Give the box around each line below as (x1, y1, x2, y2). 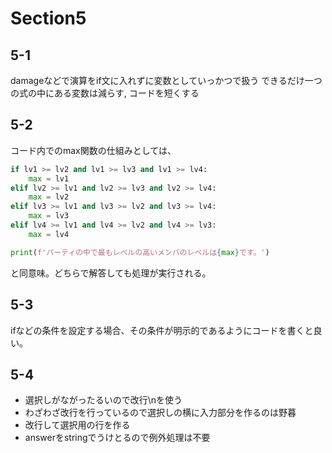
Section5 (10, 7, 87, 30)
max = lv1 (28, 173, 70, 184)
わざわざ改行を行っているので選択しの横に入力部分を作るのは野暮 (24, 407, 297, 419)
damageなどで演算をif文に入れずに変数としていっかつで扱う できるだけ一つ (10, 75, 323, 86)
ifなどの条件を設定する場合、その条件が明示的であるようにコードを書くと (10, 324, 314, 336)
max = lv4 (28, 229, 70, 239)
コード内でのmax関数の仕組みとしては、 (10, 144, 177, 156)
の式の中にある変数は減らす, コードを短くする (10, 87, 200, 99)
